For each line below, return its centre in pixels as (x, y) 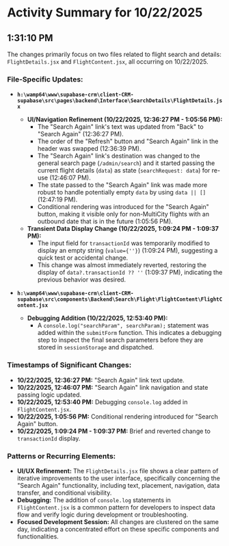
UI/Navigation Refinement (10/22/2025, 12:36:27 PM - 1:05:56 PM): (125, 120)
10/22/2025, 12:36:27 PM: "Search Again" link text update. (100, 380)
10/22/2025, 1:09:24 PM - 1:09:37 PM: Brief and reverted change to (113, 431)
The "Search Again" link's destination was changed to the (119, 156)
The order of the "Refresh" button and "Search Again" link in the (128, 141)
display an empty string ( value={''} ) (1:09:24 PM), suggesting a (127, 251)
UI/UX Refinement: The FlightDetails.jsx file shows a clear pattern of (118, 471)
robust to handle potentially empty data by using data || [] (122, 193)
